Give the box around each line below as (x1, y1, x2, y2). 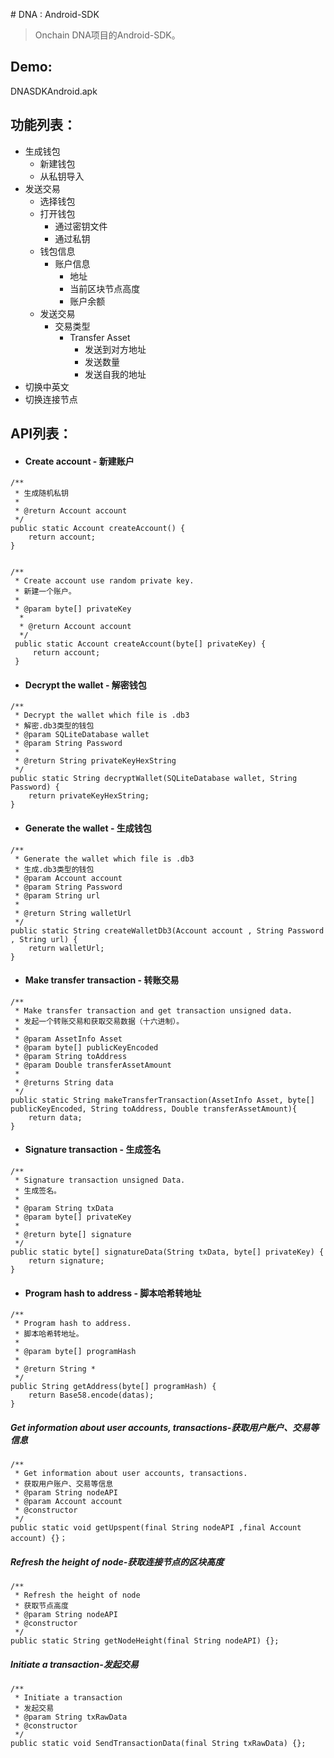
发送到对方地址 (84, 343, 147, 355)
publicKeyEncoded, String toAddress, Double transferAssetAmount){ (10, 1104, 298, 1114)
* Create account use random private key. (14, 576, 195, 586)
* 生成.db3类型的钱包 (14, 864, 95, 874)
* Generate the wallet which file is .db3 (14, 854, 195, 864)
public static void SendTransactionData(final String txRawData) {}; (10, 1739, 307, 1749)
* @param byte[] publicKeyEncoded (14, 1042, 159, 1053)
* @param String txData (14, 1204, 114, 1214)
